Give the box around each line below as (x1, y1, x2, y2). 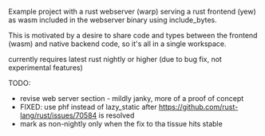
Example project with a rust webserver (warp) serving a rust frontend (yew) (8, 7, 257, 16)
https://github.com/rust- (158, 103, 239, 111)
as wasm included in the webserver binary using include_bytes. (8, 15, 217, 25)
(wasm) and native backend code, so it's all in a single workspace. (8, 39, 227, 49)
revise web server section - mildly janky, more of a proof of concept (19, 94, 244, 103)
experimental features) (8, 63, 84, 72)
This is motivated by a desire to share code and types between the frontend (8, 31, 258, 40)
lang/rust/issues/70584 (19, 111, 97, 120)
